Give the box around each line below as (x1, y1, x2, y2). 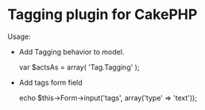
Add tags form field (18, 78, 83, 87)
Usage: (7, 32, 31, 41)
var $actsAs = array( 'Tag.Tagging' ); (18, 62, 140, 72)
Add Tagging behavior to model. (18, 47, 125, 56)
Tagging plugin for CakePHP (7, 6, 198, 24)
